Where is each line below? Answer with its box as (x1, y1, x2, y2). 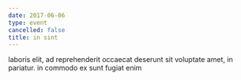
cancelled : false (8, 26, 66, 34)
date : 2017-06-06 (8, 11, 66, 20)
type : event (8, 19, 47, 27)
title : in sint (8, 33, 58, 42)
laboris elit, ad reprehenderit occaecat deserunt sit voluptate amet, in (8, 55, 233, 64)
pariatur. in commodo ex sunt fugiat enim (8, 64, 142, 73)
